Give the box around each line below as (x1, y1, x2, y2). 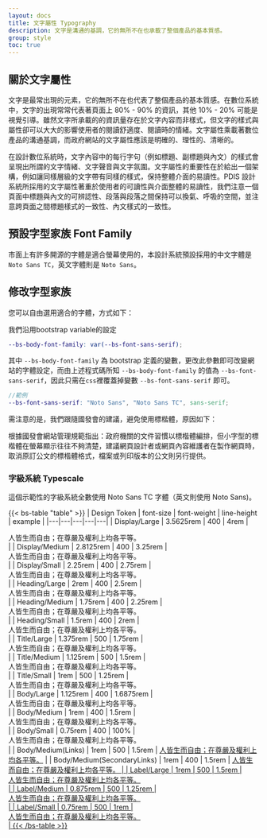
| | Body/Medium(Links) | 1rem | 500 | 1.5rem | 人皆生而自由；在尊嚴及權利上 (8, 745, 257, 755)
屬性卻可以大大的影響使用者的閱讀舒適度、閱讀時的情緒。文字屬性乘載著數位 (8, 125, 259, 134)
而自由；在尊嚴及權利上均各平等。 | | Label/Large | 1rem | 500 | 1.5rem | (8, 765, 242, 775)
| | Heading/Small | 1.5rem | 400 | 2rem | (8, 615, 140, 625)
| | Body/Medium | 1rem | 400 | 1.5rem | (8, 708, 137, 717)
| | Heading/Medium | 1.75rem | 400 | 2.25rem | (8, 597, 163, 607)
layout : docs (8, 11, 52, 20)
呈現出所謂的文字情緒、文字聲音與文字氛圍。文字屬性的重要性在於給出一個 (8, 161, 252, 171)
